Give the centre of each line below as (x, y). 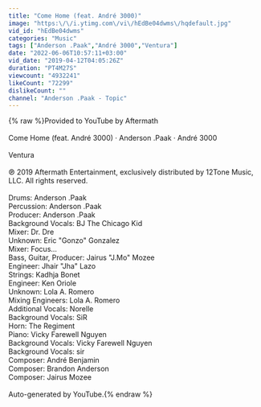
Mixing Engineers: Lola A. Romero (64, 300)
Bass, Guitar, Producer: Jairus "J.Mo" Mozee (82, 257)
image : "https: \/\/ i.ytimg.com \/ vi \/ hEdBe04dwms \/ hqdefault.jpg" (120, 23)
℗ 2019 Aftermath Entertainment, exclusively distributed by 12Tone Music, (131, 172)
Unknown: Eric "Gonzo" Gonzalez (64, 240)
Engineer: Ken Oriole (43, 283)
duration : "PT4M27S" (43, 68)
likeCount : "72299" (41, 83)
